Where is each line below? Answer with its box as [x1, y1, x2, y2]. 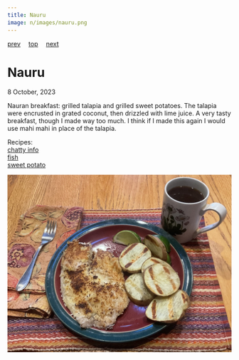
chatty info [7, 146, 39, 154]
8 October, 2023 [7, 88, 55, 96]
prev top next [7, 39, 59, 48]
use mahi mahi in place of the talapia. [7, 125, 117, 133]
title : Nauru [7, 11, 46, 18]
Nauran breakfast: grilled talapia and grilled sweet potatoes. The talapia [7, 102, 217, 110]
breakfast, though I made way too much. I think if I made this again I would [7, 117, 225, 125]
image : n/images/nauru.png [7, 18, 87, 26]
